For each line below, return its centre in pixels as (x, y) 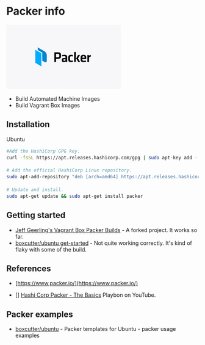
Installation (28, 124)
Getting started (36, 215)
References (29, 268)
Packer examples (40, 314)
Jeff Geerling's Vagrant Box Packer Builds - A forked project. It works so (106, 230)
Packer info (36, 11)
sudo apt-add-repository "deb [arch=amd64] (63, 177)
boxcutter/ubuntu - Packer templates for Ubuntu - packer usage (95, 329)
